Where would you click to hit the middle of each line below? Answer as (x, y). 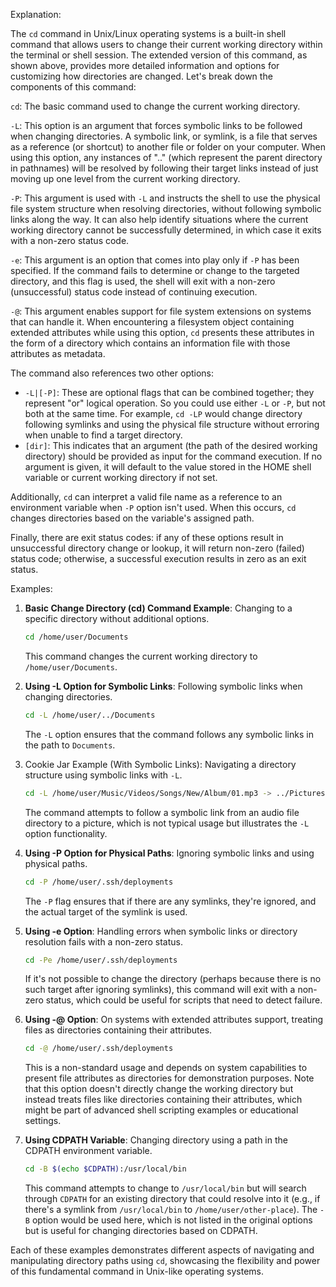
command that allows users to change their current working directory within (166, 44)
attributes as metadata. (58, 353)
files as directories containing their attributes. (118, 1030)
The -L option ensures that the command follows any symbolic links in (169, 734)
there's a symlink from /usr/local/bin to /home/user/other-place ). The (171, 1210)
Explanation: (36, 14)
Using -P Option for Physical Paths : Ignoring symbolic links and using (169, 853)
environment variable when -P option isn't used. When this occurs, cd (153, 507)
